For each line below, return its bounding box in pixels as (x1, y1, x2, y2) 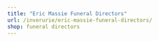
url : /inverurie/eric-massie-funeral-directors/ (7, 17, 153, 24)
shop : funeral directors (7, 23, 80, 30)
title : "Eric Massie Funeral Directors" (7, 10, 128, 17)
